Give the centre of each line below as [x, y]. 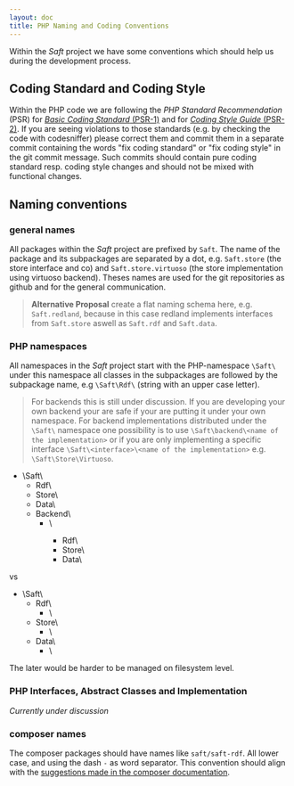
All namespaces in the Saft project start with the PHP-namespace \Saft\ [143, 365]
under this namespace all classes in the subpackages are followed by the [143, 375]
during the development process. [70, 61]
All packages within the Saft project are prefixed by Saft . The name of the [145, 249]
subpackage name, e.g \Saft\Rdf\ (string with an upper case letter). [135, 385]
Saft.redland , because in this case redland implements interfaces [152, 314]
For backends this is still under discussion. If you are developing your [158, 402]
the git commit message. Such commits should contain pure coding [133, 158]
